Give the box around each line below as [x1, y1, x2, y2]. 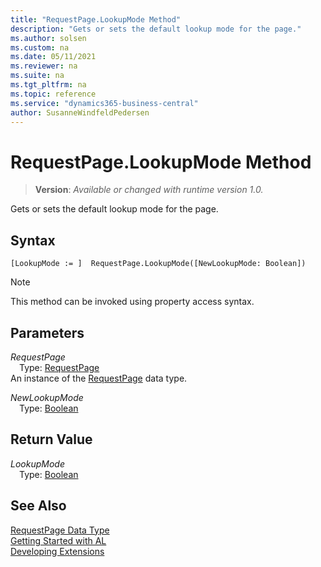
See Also [10, 497, 67, 515]
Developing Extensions [10, 545, 105, 557]
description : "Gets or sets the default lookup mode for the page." [10, 24, 302, 34]
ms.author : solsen [10, 33, 87, 43]
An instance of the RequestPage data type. [10, 372, 188, 384]
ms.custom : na [10, 42, 70, 53]
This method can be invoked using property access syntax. [10, 296, 255, 308]
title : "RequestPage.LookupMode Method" [10, 14, 182, 25]
